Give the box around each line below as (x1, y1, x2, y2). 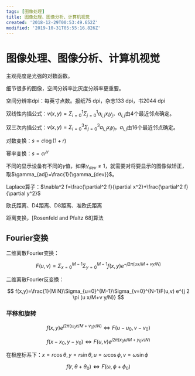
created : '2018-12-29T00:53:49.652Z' (6, 19, 98, 25)
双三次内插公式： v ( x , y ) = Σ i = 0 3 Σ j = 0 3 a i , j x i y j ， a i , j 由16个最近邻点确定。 (6, 122, 179, 132)
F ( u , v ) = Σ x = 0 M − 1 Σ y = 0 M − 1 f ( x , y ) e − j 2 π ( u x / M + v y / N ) (36, 261, 161, 271)
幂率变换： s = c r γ (6, 149, 49, 157)
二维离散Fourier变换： (6, 249, 60, 257)
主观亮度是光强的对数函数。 (6, 73, 73, 80)
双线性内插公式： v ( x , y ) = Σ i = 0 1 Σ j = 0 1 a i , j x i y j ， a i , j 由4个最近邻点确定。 (6, 109, 175, 118)
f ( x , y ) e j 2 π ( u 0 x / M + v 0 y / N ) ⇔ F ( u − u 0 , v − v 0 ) (46, 323, 150, 333)
